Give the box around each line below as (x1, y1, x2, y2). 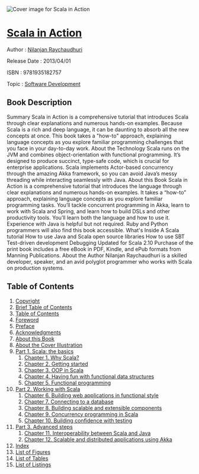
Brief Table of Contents (15, 303, 73, 310)
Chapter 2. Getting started (24, 360, 88, 367)
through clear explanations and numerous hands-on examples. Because (7, 119, 182, 127)
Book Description (7, 98, 72, 108)
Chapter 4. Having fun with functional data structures (24, 373, 155, 380)
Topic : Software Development (7, 80, 81, 87)
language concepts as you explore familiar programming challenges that (7, 138, 183, 145)
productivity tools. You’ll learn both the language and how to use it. (7, 214, 171, 221)
